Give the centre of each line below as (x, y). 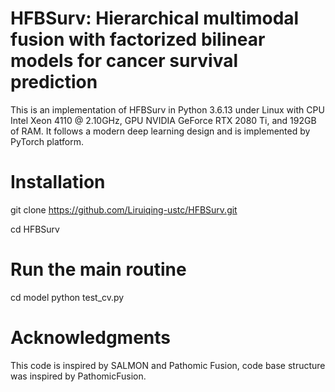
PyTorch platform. (47, 141)
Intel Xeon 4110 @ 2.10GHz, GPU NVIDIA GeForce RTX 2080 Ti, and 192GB (163, 120)
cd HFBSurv (35, 229)
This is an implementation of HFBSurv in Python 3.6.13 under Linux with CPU (167, 109)
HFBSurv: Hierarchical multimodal (155, 18)
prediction (54, 82)
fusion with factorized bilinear (138, 39)
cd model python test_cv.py (67, 297)
